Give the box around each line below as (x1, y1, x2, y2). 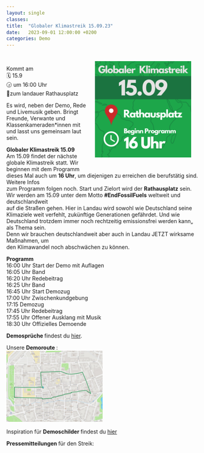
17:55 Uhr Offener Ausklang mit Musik (6, 314, 102, 321)
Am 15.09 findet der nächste (6, 153, 78, 160)
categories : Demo (6, 35, 51, 42)
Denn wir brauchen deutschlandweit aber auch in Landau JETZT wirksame (6, 230, 194, 238)
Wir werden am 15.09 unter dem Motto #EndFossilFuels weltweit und (6, 191, 181, 199)
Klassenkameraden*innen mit (6, 121, 81, 128)
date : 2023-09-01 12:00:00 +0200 (6, 29, 97, 35)
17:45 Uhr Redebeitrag (6, 308, 63, 315)
